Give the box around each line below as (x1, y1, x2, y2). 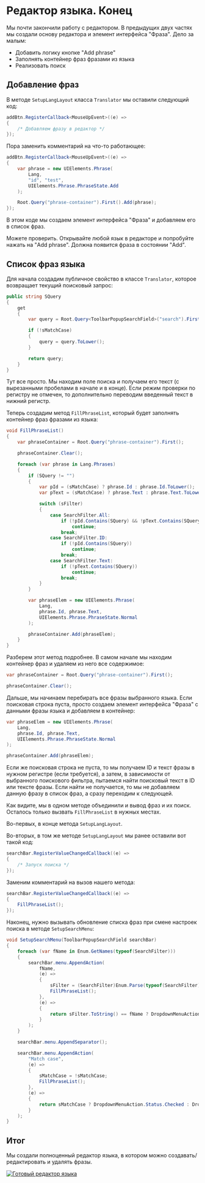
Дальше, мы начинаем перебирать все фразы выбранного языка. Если (6, 694, 192, 701)
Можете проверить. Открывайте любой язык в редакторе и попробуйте (6, 235, 194, 242)
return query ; (28, 355, 64, 361)
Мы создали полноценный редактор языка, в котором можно (6, 1152, 167, 1159)
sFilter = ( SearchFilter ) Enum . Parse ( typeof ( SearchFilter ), (49, 983, 203, 989)
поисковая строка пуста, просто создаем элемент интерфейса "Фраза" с (6, 700, 198, 708)
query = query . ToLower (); (38, 339, 105, 345)
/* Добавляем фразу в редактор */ (17, 126, 105, 132)
